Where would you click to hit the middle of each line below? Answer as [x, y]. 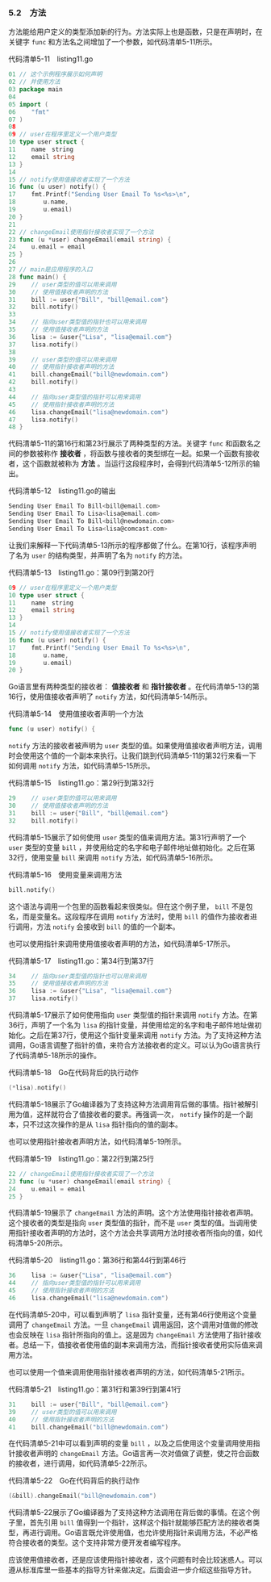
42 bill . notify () [44, 382]
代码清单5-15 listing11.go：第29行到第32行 [81, 783]
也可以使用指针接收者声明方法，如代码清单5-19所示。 [97, 1141]
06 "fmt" [29, 112]
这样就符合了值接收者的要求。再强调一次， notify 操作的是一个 [141, 1114]
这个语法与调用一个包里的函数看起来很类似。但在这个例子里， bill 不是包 [131, 906]
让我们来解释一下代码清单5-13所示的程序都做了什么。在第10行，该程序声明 [132, 545]
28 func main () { [38, 277]
